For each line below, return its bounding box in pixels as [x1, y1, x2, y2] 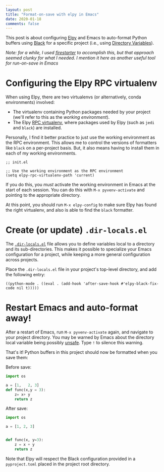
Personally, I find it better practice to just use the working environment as [5, 135, 155, 141]
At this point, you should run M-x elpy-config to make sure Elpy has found [5, 202, 157, 208]
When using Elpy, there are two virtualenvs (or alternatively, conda [5, 94, 142, 100]
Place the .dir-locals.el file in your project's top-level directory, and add [5, 266, 157, 272]
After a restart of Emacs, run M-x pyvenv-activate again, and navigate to [5, 329, 153, 335]
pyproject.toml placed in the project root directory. [5, 461, 110, 467]
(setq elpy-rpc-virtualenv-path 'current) [5, 173, 95, 178]
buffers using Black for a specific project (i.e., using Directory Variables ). [5, 40, 154, 46]
